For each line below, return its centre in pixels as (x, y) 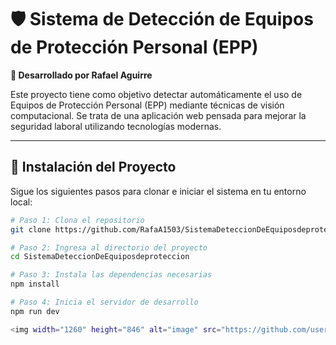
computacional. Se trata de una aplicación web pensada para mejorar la (158, 115)
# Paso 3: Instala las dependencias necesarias (111, 275)
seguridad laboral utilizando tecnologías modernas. (116, 126)
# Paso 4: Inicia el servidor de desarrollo (104, 302)
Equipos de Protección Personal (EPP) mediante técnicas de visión (147, 105)
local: (21, 202)
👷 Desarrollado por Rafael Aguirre (81, 75)
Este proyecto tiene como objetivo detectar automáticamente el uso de (156, 94)
